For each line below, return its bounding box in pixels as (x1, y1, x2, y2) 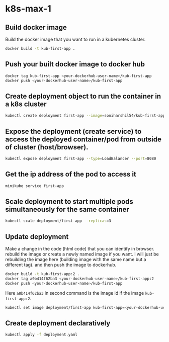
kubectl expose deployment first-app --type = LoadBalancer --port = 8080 (5, 156, 156, 161)
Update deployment (5, 232, 69, 241)
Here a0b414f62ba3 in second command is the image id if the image (5, 290, 144, 296)
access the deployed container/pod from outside (5, 135, 162, 143)
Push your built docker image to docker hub (5, 60, 145, 68)
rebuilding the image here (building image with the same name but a (5, 256, 146, 262)
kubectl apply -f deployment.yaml (5, 332, 78, 337)
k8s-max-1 (5, 3, 51, 15)
